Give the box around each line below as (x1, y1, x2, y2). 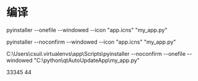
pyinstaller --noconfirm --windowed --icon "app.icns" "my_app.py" (6, 38, 177, 45)
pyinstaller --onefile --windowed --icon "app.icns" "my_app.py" (6, 26, 167, 34)
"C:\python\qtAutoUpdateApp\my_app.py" (33, 56, 140, 64)
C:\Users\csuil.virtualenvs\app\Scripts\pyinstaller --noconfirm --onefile (6, 50, 186, 57)
